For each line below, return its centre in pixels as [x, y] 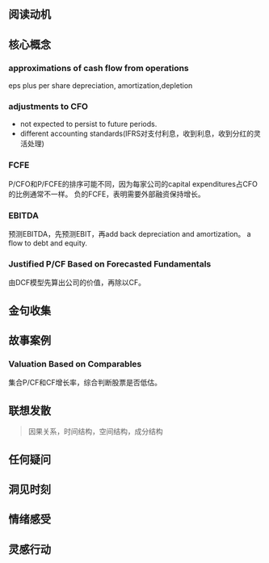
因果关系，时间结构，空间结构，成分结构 [95, 431]
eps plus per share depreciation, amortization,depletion [101, 86]
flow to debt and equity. [48, 243]
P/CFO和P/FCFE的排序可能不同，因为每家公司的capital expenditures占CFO [133, 183]
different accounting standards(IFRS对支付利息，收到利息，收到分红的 [137, 134]
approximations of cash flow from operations [99, 68]
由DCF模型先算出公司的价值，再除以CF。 [77, 283]
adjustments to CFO [48, 106]
